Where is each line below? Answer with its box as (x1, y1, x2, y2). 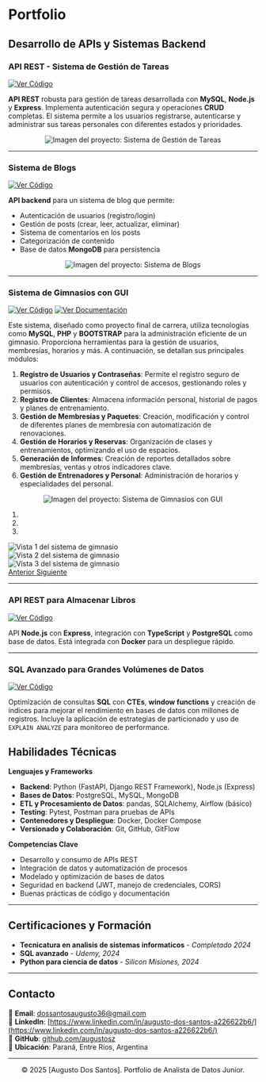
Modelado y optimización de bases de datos (19, 871, 165, 881)
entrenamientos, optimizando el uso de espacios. (19, 446, 180, 455)
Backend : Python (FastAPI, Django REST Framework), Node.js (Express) (19, 781, 256, 791)
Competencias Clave (8, 839, 78, 849)
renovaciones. (19, 428, 66, 438)
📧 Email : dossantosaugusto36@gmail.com (8, 1008, 146, 1018)
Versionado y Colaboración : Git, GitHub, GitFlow (19, 823, 180, 834)
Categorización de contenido (19, 236, 115, 246)
